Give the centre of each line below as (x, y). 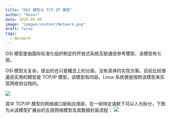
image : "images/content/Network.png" (45, 24)
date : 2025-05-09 (24, 19)
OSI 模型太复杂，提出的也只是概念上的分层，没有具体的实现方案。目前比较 (83, 70)
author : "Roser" (22, 15)
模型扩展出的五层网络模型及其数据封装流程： (66, 110)
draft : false (19, 29)
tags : (11, 34)
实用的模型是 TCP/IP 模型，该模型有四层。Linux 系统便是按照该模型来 (87, 77)
